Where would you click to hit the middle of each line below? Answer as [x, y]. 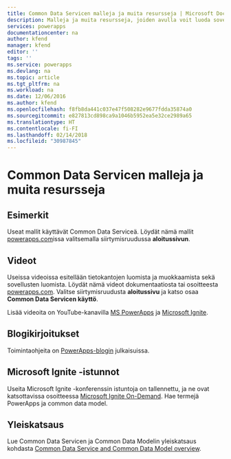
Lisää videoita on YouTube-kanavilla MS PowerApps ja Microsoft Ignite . [108, 312]
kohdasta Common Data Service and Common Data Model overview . [104, 449]
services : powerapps [37, 26]
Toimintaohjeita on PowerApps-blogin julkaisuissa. [78, 350]
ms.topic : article [33, 77]
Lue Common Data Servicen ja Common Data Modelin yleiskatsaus [102, 441]
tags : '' [20, 58]
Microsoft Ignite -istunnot [64, 372]
